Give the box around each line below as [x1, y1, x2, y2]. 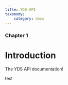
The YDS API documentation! [5, 66, 64, 72]
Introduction [5, 50, 56, 61]
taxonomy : [5, 12, 25, 17]
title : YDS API [5, 7, 36, 12]
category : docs [14, 16, 45, 21]
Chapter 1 [5, 32, 28, 39]
